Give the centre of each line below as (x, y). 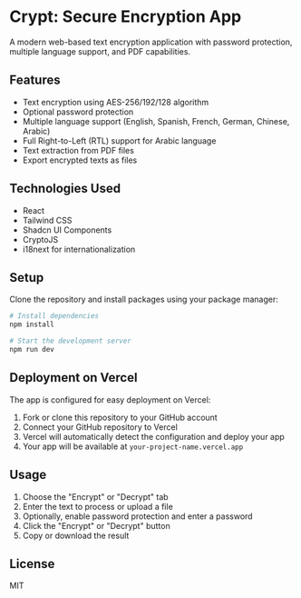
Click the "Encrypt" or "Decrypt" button (96, 525)
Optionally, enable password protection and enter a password (137, 516)
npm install (32, 324)
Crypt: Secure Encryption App (126, 17)
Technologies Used (65, 189)
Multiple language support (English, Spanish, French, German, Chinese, (156, 121)
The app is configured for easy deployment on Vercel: (110, 399)
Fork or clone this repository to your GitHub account (120, 417)
